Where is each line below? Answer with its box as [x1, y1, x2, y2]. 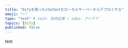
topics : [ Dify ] [5, 20, 36, 26]
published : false [5, 25, 40, 30]
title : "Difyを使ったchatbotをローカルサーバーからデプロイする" [5, 7, 124, 12]
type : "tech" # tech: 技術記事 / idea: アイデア [5, 16, 99, 21]
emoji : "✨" [5, 12, 28, 16]
